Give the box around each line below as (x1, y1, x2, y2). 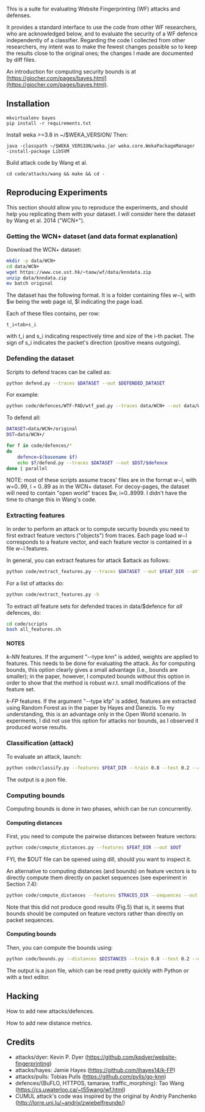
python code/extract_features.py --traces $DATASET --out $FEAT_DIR (6, 568, 184, 574)
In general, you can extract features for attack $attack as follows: (6, 557, 171, 564)
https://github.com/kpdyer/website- (87, 1053, 177, 1061)
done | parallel (6, 465, 48, 471)
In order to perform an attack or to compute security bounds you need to (6, 525, 190, 532)
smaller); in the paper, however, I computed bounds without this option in (6, 673, 190, 680)
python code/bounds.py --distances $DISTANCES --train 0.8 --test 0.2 (6, 956, 190, 962)
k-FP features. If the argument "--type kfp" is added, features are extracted (6, 697, 196, 705)
